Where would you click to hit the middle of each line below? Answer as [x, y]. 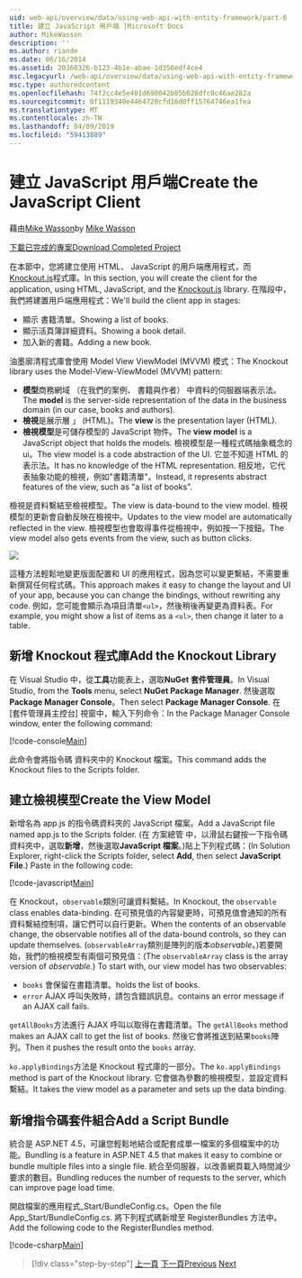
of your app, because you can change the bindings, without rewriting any [145, 595]
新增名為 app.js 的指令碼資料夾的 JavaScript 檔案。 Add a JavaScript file [142, 823]
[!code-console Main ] [48, 741]
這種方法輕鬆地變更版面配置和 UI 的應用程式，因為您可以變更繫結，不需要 [146, 573]
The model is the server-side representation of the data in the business [155, 400]
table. [20, 625]
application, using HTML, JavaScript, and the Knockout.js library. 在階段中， [150, 288]
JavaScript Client [75, 202]
